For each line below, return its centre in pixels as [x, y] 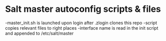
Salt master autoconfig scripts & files [83, 9]
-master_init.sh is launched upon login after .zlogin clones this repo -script [81, 23]
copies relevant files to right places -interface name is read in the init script [82, 28]
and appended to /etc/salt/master [39, 33]
